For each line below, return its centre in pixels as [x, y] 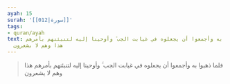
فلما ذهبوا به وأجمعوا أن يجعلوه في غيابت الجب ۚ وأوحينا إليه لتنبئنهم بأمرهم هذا [124, 65]
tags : [15, 26]
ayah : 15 [20, 13]
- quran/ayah [26, 33]
